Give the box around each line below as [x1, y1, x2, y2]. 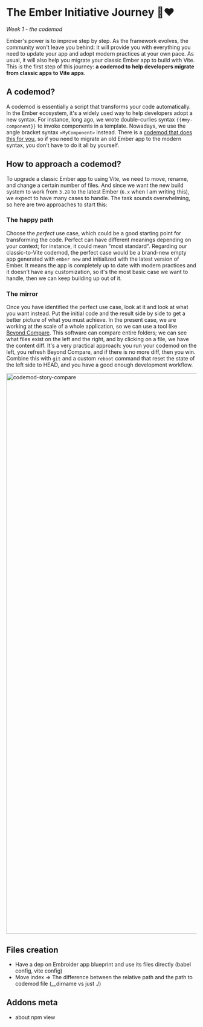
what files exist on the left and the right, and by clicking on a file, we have [6, 336, 189, 343]
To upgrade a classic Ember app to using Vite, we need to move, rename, [6, 175, 188, 182]
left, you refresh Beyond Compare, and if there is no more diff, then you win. [6, 348, 196, 356]
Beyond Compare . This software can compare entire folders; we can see [6, 329, 187, 336]
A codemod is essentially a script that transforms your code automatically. [6, 103, 192, 110]
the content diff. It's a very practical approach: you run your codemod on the [6, 342, 197, 350]
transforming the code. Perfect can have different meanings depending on [6, 236, 192, 243]
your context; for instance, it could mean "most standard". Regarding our [6, 242, 187, 250]
